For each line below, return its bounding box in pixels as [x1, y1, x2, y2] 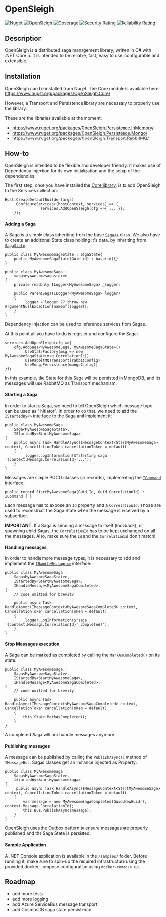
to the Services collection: [5, 188, 58, 194]
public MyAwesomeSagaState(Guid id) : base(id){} [14, 256, 119, 261]
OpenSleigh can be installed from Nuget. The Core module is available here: [5, 85, 160, 91]
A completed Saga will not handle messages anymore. [5, 732, 116, 738]
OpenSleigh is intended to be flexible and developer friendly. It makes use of [5, 162, 161, 169]
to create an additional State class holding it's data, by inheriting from [5, 237, 147, 243]
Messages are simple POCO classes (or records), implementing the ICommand [5, 474, 161, 480]
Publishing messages [5, 743, 50, 749]
